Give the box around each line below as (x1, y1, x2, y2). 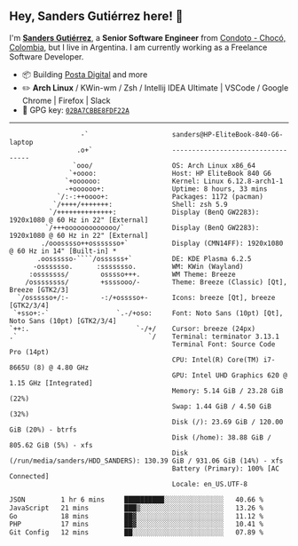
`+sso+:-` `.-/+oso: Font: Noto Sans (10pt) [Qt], (12, 308, 284, 318)
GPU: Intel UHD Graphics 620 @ (171, 370, 288, 380)
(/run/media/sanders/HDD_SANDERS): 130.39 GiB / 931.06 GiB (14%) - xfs (9, 456, 284, 465)
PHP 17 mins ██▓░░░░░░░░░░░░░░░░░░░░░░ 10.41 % (9, 520, 264, 529)
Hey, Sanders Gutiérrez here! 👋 (9, 9, 184, 24)
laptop (9, 138, 34, 146)
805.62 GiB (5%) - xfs (9, 440, 93, 449)
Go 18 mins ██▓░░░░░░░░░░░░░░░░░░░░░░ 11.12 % (9, 511, 264, 520)
